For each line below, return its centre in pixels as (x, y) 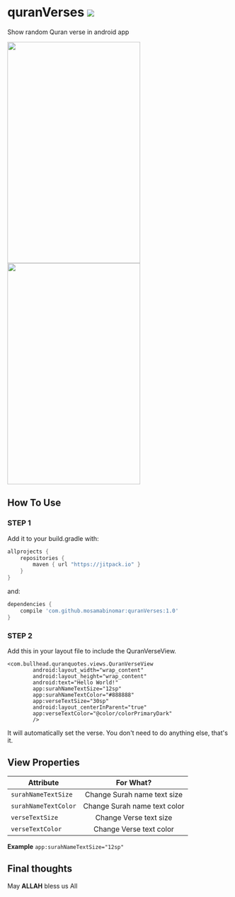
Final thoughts (40, 869)
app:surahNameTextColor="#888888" (84, 695)
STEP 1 (19, 523)
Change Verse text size (134, 817)
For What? (134, 782)
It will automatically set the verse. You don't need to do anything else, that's (118, 733)
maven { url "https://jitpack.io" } (87, 565)
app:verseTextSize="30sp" (71, 701)
